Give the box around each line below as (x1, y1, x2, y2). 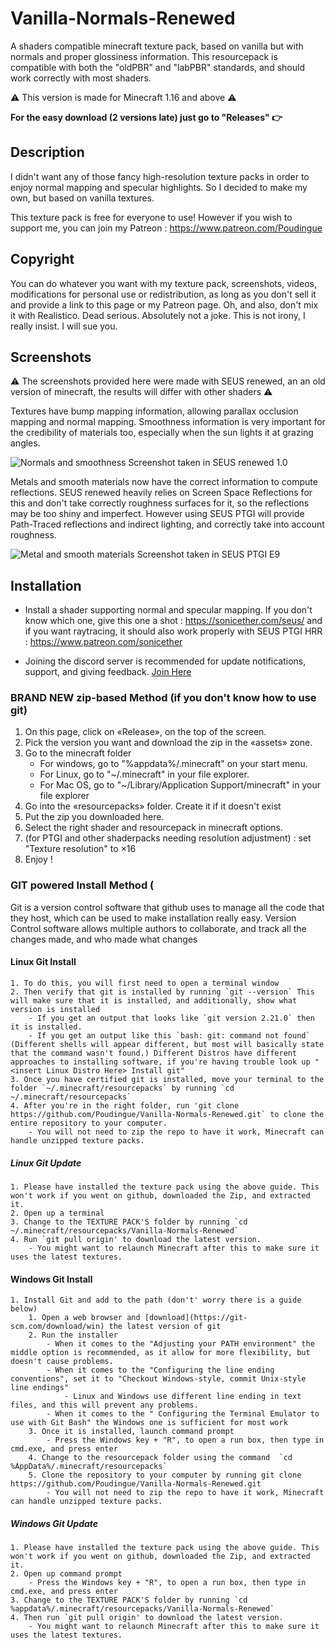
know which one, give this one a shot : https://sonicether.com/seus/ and (24, 615, 323, 627)
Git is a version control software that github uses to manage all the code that (10, 901, 325, 913)
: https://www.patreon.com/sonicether (24, 636, 183, 648)
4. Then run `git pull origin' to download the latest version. (10, 1613, 284, 1623)
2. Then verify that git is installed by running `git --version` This (10, 987, 315, 997)
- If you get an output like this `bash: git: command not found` (28, 1030, 311, 1041)
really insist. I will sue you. (10, 320, 118, 332)
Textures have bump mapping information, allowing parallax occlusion (10, 405, 299, 417)
